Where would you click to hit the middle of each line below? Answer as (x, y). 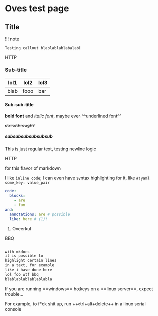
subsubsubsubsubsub (29, 136)
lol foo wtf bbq (22, 274)
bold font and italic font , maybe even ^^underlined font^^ (63, 116)
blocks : (18, 196)
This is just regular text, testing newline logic (51, 149)
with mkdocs (17, 252)
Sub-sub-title (19, 104)
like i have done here (29, 270)
